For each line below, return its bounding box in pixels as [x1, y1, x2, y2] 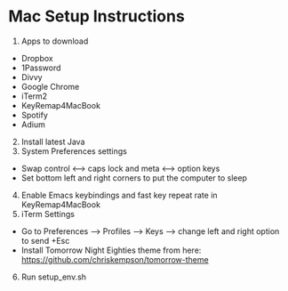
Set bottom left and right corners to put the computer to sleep [20, 172, 248, 183]
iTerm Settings [20, 208, 75, 219]
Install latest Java [20, 136, 85, 147]
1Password [20, 62, 61, 73]
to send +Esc [20, 235, 70, 246]
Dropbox [20, 53, 54, 63]
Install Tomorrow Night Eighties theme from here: [20, 245, 202, 255]
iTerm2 [20, 91, 48, 101]
